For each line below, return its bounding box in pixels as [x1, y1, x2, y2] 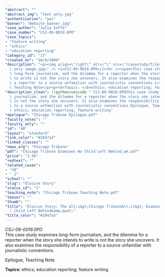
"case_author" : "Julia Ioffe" [5, 26, 67, 31]
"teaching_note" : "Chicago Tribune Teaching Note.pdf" [5, 190, 120, 195]
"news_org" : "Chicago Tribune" [5, 145, 69, 150]
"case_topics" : [5, 35, 36, 40]
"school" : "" [5, 177, 32, 182]
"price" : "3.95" [5, 154, 38, 158]
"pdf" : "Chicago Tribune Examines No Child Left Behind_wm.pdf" [5, 149, 139, 154]
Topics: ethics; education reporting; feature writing [5, 267, 109, 272]
